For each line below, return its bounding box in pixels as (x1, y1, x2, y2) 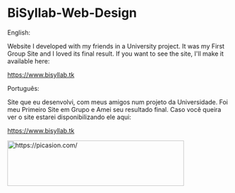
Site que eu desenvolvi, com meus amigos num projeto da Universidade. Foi (7, 97, 228, 106)
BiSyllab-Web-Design (7, 5, 138, 21)
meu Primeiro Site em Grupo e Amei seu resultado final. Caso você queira (7, 105, 222, 113)
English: (7, 28, 30, 37)
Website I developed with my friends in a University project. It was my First (7, 42, 224, 50)
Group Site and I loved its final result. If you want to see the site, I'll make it (7, 49, 224, 58)
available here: (7, 56, 50, 65)
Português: (7, 84, 40, 92)
